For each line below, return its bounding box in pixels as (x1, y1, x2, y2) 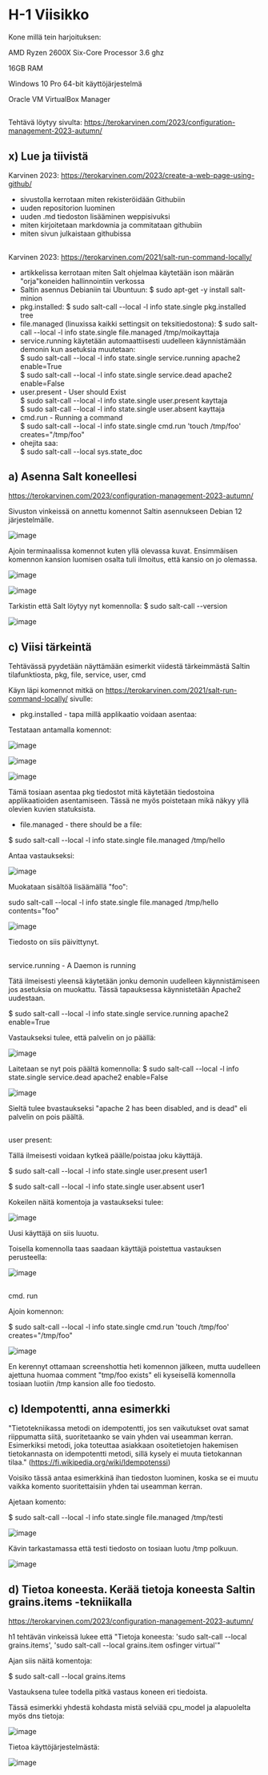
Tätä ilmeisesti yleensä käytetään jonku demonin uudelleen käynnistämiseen (8, 976, 260, 986)
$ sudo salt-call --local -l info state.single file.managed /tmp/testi (8, 1513, 224, 1522)
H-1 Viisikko (8, 6, 90, 24)
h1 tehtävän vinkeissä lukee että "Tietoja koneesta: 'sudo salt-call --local (8, 1631, 247, 1641)
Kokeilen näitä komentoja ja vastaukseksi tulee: (8, 1197, 164, 1206)
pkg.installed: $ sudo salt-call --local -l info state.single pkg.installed (19, 302, 246, 311)
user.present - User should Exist (19, 387, 126, 396)
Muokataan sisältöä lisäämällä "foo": (8, 882, 128, 892)
